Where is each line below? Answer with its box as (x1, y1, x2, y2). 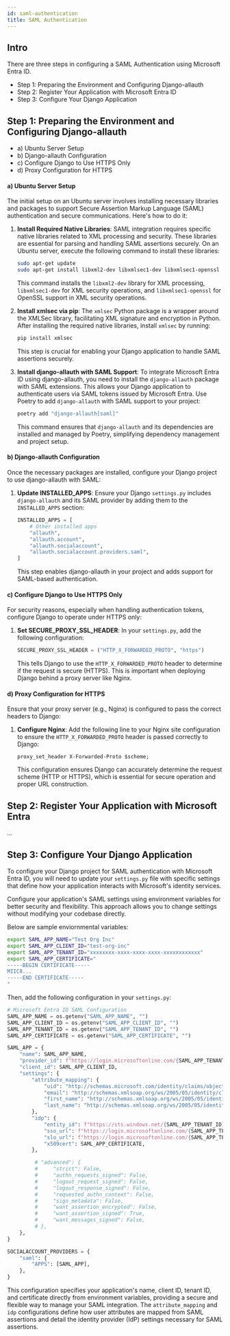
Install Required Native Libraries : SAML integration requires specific (16, 225, 212, 234)
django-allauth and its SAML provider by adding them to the (16, 496, 188, 505)
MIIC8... (7, 968, 32, 975)
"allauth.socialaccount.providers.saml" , (29, 549, 149, 556)
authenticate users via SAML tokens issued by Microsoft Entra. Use (16, 389, 207, 398)
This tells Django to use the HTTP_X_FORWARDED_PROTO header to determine (16, 659, 222, 668)
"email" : (43, 1089, 69, 1096)
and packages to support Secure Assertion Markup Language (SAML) (7, 204, 204, 213)
